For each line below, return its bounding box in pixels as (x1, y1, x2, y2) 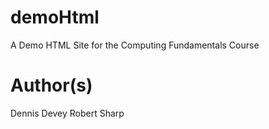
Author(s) (10, 74, 93, 97)
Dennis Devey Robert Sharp (10, 107, 125, 119)
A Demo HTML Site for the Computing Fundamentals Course (10, 39, 260, 51)
